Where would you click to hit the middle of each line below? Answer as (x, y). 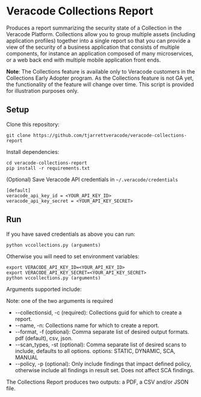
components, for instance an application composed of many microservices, (100, 53)
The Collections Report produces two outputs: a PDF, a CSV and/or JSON (97, 382)
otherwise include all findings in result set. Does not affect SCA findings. (104, 370)
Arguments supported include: (44, 289)
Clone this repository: (33, 124)
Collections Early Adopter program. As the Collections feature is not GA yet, (100, 78)
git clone (19, 135)
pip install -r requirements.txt (48, 168)
